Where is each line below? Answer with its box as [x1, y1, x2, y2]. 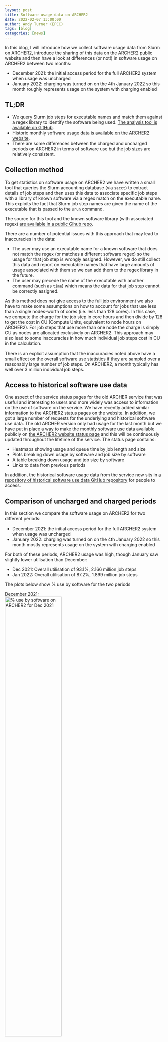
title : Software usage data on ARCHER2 [5, 12, 88, 17]
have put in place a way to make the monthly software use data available [5, 426, 155, 432]
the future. [12, 272, 34, 278]
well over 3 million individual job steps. [5, 366, 85, 372]
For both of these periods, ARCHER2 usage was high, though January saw [5, 551, 159, 557]
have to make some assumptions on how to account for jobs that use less [5, 303, 156, 309]
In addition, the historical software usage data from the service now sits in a [5, 472, 161, 478]
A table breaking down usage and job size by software [12, 457, 125, 463]
